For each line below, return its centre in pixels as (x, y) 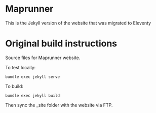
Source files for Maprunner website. (43, 58)
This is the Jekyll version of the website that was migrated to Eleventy (78, 23)
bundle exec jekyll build (32, 95)
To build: (14, 86)
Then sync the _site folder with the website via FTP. (59, 105)
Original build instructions (61, 44)
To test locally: (21, 67)
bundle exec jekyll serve (32, 77)
